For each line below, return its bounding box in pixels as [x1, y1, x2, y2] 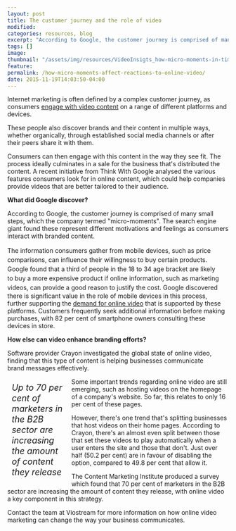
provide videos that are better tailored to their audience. [7, 182, 169, 191]
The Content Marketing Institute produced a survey [71, 473, 220, 481]
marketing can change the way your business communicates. [7, 516, 185, 525]
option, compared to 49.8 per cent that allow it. [71, 458, 208, 467]
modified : [7, 23, 37, 30]
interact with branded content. [7, 232, 95, 240]
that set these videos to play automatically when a [71, 436, 216, 444]
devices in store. [7, 322, 55, 330]
